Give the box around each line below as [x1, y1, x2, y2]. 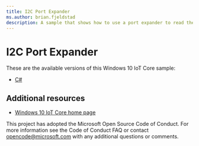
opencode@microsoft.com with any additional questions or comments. [6, 133, 179, 140]
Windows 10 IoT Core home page [14, 109, 96, 116]
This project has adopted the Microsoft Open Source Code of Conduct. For [6, 121, 189, 128]
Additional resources [6, 93, 85, 103]
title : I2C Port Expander [6, 8, 70, 15]
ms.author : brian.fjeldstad [6, 14, 76, 20]
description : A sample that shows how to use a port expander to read [6, 20, 184, 25]
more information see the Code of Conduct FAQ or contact [6, 126, 149, 134]
